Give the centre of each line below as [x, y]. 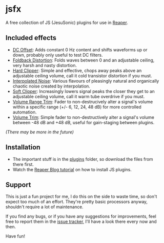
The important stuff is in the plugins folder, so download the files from [83, 159]
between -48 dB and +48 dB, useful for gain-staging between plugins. [83, 122]
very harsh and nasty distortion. [45, 65]
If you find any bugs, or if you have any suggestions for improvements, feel [81, 217]
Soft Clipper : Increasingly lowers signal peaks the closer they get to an [84, 91]
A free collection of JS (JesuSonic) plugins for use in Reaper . [67, 22]
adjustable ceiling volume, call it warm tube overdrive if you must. [79, 96]
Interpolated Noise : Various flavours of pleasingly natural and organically [86, 81]
